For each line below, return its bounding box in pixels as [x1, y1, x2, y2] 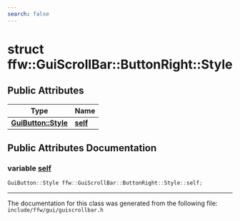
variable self [7, 163, 52, 173]
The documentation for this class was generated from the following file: [7, 199, 218, 207]
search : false [7, 10, 50, 18]
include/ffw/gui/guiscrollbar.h [7, 207, 104, 214]
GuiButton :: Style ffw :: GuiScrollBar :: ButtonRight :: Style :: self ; [7, 180, 203, 187]
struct [7, 41, 44, 57]
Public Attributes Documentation [7, 142, 157, 154]
